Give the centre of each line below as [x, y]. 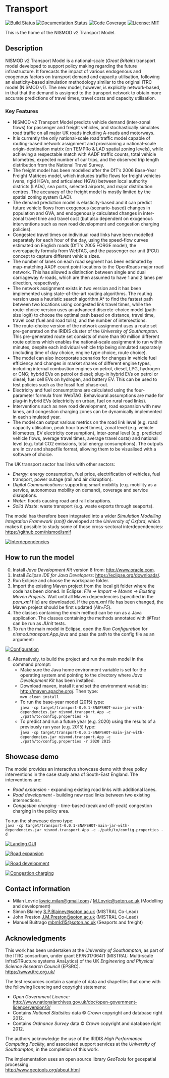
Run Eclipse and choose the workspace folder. [61, 580]
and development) [32, 906]
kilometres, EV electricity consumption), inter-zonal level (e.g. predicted [87, 433]
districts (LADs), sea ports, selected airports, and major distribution [82, 187]
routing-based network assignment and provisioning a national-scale [84, 144]
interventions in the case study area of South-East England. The [72, 774]
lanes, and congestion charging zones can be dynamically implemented [87, 412]
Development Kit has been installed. [57, 680]
